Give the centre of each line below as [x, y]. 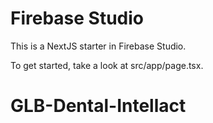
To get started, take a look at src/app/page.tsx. [107, 65]
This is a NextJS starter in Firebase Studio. [98, 46]
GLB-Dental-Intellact [98, 106]
